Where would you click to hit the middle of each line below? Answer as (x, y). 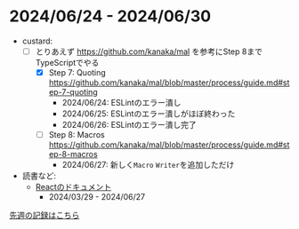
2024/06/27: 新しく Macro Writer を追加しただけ (148, 165)
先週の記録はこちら (44, 216)
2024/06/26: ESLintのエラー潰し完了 (129, 125)
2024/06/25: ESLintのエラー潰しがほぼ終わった (149, 114)
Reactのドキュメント (73, 187)
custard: (37, 41)
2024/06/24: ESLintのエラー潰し (121, 103)
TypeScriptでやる (67, 63)
